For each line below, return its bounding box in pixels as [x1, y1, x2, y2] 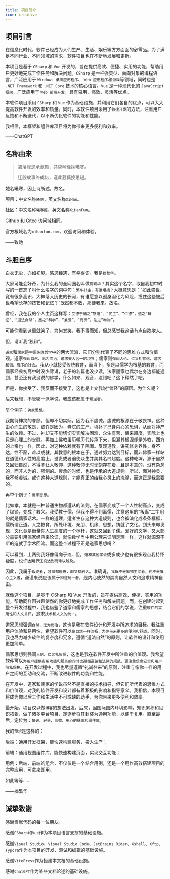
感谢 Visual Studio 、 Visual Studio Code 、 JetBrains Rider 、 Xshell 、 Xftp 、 [5, 840, 163, 847]
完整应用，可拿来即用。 [5, 766, 54, 773]
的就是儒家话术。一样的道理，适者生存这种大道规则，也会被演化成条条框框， [5, 515, 165, 521]
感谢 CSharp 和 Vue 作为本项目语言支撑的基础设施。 [5, 829, 106, 835]
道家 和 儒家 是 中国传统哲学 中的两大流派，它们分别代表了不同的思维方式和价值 [5, 349, 158, 355]
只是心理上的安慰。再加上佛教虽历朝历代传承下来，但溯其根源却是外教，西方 [5, 436, 165, 443]
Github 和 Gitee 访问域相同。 [5, 217, 65, 224]
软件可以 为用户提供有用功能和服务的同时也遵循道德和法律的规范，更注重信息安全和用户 [5, 657, 162, 664]
